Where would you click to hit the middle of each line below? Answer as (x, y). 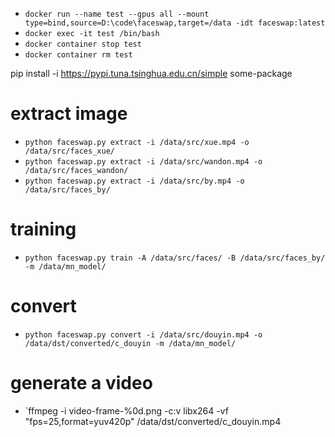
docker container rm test (78, 55)
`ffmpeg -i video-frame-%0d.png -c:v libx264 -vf (126, 410)
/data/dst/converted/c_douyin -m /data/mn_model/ (130, 343)
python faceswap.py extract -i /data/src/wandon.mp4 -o (143, 161)
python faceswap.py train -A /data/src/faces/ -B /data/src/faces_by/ (175, 258)
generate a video (81, 383)
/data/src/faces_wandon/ (76, 170)
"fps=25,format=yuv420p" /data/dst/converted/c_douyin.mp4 (153, 421)
